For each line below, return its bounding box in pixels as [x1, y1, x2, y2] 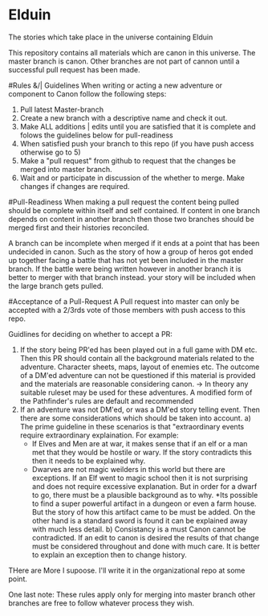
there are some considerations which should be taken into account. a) [19, 413, 251, 423]
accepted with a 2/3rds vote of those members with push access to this [8, 305, 246, 314]
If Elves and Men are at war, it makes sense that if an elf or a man [31, 438, 248, 448]
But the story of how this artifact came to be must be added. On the [31, 507, 256, 516]
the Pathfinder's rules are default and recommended [19, 396, 194, 405]
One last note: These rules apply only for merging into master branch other [8, 589, 256, 599]
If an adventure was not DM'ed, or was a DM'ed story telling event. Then [19, 405, 261, 414]
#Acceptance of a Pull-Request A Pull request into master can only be [8, 296, 240, 306]
